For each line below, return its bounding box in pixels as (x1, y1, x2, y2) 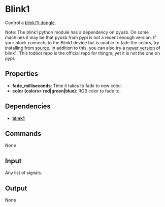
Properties (5, 70, 38, 78)
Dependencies (5, 102, 51, 111)
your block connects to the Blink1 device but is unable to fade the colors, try (5, 39, 159, 45)
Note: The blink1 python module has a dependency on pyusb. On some (5, 29, 149, 35)
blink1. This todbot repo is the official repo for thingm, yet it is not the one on (5, 50, 160, 56)
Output (5, 184, 27, 192)
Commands (5, 129, 42, 138)
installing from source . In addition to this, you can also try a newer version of (5, 45, 161, 51)
